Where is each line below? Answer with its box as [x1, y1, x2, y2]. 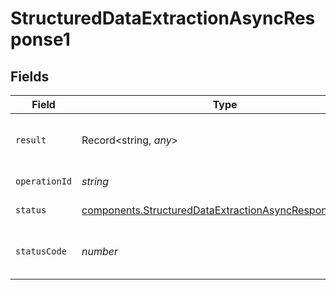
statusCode [15, 246, 67, 257]
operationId [15, 176, 73, 187]
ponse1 [10, 28, 71, 51]
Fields [10, 68, 50, 85]
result [15, 135, 47, 146]
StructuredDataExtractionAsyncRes [10, 7, 316, 30]
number [81, 245, 119, 258]
